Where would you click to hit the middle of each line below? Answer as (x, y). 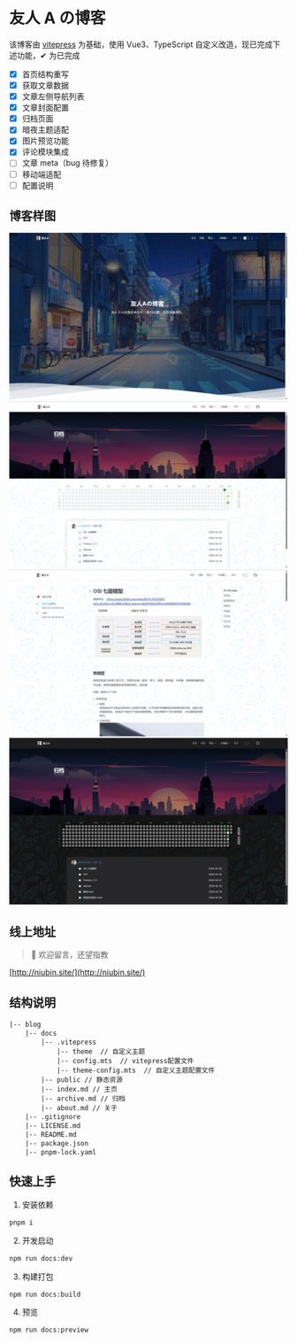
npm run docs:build (45, 1294)
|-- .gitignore (53, 1116)
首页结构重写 (45, 74)
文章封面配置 (45, 108)
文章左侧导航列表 (53, 96)
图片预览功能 (45, 141)
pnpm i (21, 1223)
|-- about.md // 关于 (79, 1108)
